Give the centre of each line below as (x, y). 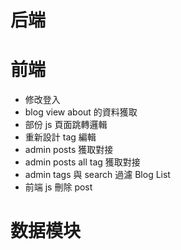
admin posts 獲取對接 (69, 150)
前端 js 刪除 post (58, 187)
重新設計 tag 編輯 (60, 137)
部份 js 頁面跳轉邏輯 (66, 125)
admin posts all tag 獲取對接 (82, 162)
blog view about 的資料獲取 (81, 112)
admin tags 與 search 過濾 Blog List (97, 175)
